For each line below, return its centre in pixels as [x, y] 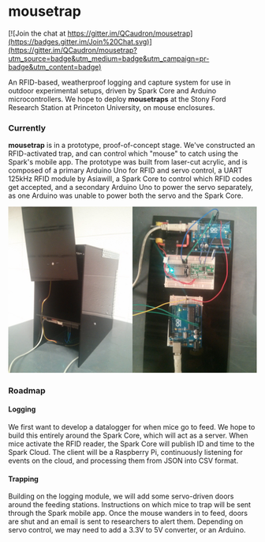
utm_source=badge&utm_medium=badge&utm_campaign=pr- [109, 59]
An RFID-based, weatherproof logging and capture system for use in [119, 82]
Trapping [24, 479]
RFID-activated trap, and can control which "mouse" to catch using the [123, 154]
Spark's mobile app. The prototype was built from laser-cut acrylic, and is [128, 162]
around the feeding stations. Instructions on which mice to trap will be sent [129, 505]
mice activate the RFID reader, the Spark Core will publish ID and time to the [131, 444]
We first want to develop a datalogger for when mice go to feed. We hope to [132, 427]
